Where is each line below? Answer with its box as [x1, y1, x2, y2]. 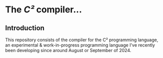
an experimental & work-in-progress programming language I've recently [5, 42, 156, 48]
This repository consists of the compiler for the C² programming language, [5, 37, 159, 43]
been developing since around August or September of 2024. [5, 48, 132, 53]
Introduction [5, 24, 45, 32]
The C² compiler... [5, 4, 82, 15]
